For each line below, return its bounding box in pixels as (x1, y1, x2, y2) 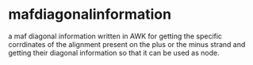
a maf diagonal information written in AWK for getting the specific (8, 31, 223, 41)
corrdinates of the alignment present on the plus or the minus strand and (8, 39, 246, 49)
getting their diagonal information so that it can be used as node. (8, 48, 220, 57)
